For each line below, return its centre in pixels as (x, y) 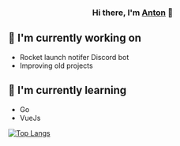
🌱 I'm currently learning (67, 90)
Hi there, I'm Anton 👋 (133, 13)
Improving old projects (56, 66)
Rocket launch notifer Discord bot (74, 57)
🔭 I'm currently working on (75, 38)
